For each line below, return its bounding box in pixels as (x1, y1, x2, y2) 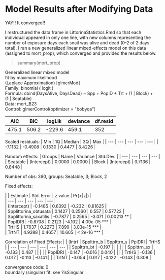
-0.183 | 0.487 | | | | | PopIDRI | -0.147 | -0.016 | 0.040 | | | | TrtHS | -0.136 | (5, 249, 156, 255)
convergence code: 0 (5, 264, 49, 270)
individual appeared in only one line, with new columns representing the (5, 35, 151, 40)
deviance (67, 117, 90, 124)
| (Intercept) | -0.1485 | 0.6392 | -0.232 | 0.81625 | (5, 203, 107, 209)
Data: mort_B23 (5, 101, 37, 106)
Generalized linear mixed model (5, 69, 70, 75)
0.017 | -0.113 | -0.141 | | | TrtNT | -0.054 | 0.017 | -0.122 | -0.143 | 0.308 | (5, 254, 151, 260)
